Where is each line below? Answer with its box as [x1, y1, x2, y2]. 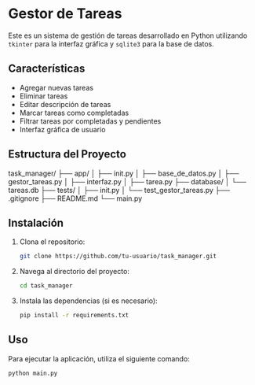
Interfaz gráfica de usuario [19, 124, 106, 134]
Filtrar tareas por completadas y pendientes [19, 116, 162, 126]
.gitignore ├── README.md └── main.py [8, 194, 143, 203]
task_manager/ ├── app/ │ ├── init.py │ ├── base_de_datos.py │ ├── [8, 168, 239, 178]
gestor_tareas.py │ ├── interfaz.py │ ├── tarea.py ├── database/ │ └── [8, 176, 247, 186]
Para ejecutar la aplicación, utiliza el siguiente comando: [8, 354, 190, 363]
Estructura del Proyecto [8, 147, 127, 161]
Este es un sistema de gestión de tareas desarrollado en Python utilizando [8, 31, 248, 40]
